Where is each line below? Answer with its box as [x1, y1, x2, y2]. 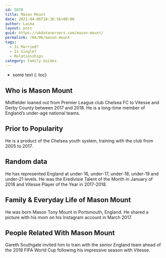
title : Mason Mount [5, 12, 46, 17]
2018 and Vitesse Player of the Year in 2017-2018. [5, 181, 107, 187]
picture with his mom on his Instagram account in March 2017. [5, 214, 132, 220]
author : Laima [5, 21, 35, 26]
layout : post [5, 26, 32, 31]
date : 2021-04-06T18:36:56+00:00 [5, 16, 75, 21]
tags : [5, 40, 16, 45]
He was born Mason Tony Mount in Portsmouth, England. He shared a [5, 209, 149, 215]
